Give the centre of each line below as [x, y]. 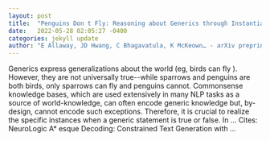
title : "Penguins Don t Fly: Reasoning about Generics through [118, 23]
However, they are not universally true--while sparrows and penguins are [129, 77]
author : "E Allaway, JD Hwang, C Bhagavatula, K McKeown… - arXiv [122, 46]
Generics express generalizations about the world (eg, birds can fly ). [123, 68]
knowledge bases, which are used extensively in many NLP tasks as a [124, 94]
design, [21, 112]
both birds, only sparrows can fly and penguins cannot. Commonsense [126, 86]
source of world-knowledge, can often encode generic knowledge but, [125, 103]
